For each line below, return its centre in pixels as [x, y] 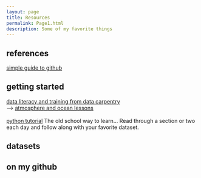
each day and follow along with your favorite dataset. [73, 127]
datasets [23, 146]
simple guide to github [34, 68]
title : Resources [28, 18]
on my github [32, 167]
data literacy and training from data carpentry [63, 101]
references [28, 53]
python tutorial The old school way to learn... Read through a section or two [101, 120]
